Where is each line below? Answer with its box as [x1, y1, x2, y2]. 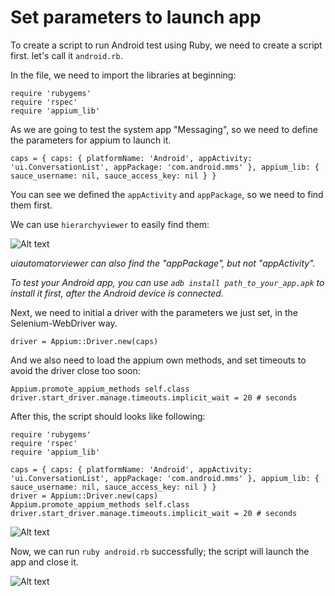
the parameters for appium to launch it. [10, 134, 172, 146]
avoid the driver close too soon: [10, 364, 141, 376]
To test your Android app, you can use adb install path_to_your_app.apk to [10, 276, 325, 288]
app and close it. [10, 556, 79, 568]
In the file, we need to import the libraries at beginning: [10, 69, 237, 81]
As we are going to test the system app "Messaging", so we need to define [10, 123, 318, 135]
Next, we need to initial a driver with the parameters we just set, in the [10, 306, 298, 318]
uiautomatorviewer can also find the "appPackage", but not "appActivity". [10, 257, 316, 269]
